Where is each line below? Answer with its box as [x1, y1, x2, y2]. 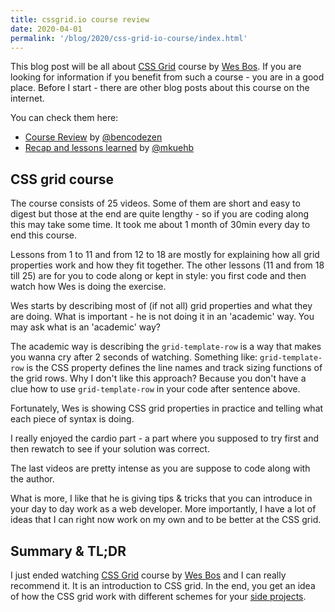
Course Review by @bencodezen [24, 131, 163, 143]
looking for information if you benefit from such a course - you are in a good [10, 71, 325, 83]
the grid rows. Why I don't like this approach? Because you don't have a [10, 372, 307, 385]
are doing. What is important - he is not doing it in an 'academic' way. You [10, 311, 315, 323]
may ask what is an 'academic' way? [10, 321, 162, 333]
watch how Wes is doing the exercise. [10, 281, 167, 293]
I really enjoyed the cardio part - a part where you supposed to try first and [10, 432, 319, 445]
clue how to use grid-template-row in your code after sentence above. [10, 383, 301, 395]
